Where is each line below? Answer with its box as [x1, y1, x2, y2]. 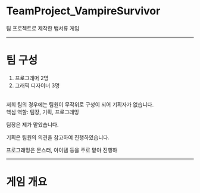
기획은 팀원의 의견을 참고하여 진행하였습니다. [6, 133, 110, 141]
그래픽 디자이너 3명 [14, 82, 60, 89]
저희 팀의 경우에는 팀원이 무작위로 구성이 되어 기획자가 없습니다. [6, 100, 154, 108]
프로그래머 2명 [14, 74, 49, 81]
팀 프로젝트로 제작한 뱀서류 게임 [6, 24, 80, 32]
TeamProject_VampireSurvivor [6, 4, 161, 18]
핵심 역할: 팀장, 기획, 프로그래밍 [6, 108, 79, 115]
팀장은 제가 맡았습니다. [6, 121, 59, 128]
